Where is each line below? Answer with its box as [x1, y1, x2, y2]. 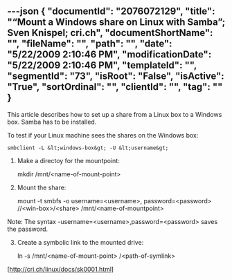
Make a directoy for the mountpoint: [17, 156, 120, 165]
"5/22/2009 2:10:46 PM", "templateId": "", [7, 59, 197, 71]
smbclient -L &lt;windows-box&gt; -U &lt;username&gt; [7, 144, 169, 151]
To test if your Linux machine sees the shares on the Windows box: [7, 131, 199, 139]
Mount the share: [17, 183, 66, 192]
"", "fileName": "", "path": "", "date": [7, 38, 172, 50]
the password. [7, 225, 48, 233]
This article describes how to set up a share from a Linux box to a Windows [7, 110, 222, 118]
